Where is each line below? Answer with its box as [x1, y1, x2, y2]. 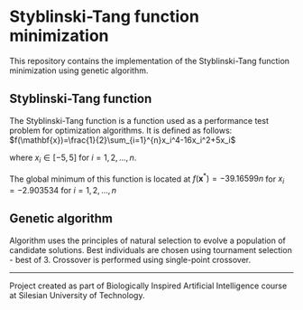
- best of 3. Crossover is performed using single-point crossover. [9, 254, 252, 265]
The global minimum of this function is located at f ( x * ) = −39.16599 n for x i [9, 172, 285, 186]
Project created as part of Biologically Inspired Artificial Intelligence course [9, 280, 288, 291]
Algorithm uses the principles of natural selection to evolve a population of [9, 235, 286, 246]
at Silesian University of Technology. [9, 289, 145, 300]
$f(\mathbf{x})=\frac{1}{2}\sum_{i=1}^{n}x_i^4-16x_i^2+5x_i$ [9, 134, 236, 146]
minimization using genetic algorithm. [9, 65, 149, 76]
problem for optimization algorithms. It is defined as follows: [9, 125, 233, 136]
